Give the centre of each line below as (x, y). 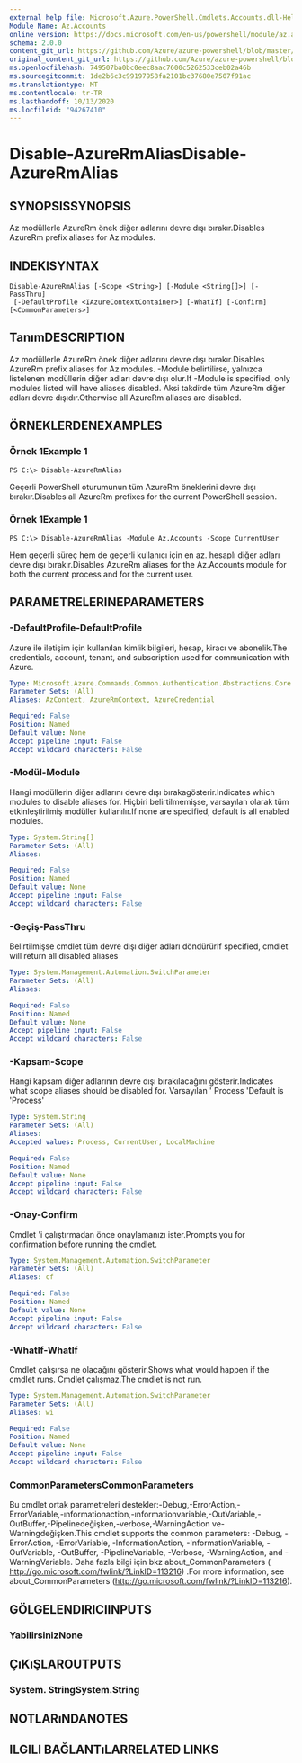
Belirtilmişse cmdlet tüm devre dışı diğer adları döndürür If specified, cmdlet (149, 946)
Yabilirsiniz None (46, 1635)
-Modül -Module (45, 773)
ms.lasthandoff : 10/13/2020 (62, 101)
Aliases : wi (31, 1412)
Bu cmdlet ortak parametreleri (65, 1505)
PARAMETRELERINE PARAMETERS (107, 602)
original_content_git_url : (60, 59)
